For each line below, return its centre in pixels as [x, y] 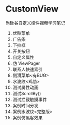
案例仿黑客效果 [27, 117]
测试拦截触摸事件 [30, 99]
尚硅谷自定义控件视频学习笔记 [35, 23]
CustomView [32, 9]
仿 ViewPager [26, 63]
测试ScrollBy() [27, 93]
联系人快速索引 [27, 69]
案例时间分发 [25, 105]
